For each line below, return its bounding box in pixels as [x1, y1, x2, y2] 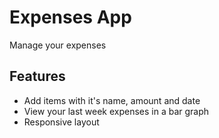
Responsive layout [23, 116, 100, 128]
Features [9, 68, 66, 85]
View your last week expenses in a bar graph [23, 105, 210, 117]
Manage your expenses [9, 39, 107, 51]
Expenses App [9, 6, 132, 29]
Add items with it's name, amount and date [23, 94, 201, 106]
